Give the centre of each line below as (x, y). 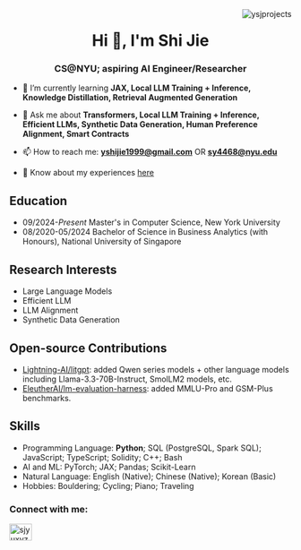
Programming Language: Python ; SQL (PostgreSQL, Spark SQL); (142, 448)
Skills (25, 426)
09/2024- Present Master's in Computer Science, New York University (151, 222)
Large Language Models (67, 291)
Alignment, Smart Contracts (76, 134)
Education (39, 201)
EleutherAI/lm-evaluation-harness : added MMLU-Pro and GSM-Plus (147, 388)
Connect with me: (49, 509)
